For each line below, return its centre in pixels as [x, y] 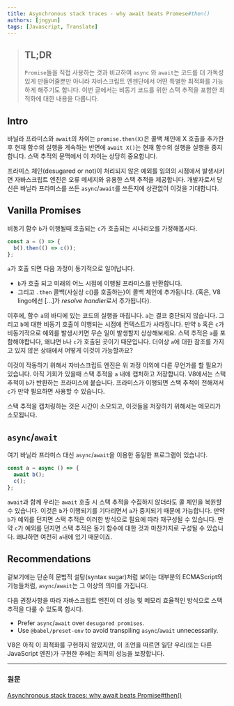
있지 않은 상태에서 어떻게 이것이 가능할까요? [74, 351]
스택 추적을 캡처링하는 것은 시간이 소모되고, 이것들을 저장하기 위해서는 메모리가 [114, 406]
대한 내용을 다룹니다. [71, 99]
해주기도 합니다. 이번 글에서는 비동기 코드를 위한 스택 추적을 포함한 [127, 90]
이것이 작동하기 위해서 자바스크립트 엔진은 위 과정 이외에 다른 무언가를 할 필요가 [115, 365]
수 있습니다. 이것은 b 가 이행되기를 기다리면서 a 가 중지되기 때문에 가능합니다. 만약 [116, 510]
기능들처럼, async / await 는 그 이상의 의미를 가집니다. [78, 585]
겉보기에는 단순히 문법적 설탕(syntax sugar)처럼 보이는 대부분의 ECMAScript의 [115, 576]
